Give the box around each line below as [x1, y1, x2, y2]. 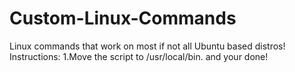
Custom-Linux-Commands [9, 7, 237, 30]
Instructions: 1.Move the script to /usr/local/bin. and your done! [9, 50, 269, 62]
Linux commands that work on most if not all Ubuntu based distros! [9, 40, 286, 52]
